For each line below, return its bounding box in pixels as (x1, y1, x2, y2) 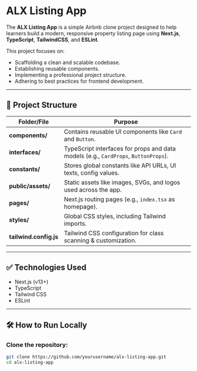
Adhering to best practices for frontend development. (14, 78, 144, 85)
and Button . (63, 135, 96, 143)
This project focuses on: (6, 47, 65, 54)
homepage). (63, 202, 98, 210)
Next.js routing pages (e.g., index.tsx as (63, 195, 175, 203)
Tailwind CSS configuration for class (63, 229, 164, 237)
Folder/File (18, 118, 49, 126)
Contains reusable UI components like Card (63, 128, 182, 136)
